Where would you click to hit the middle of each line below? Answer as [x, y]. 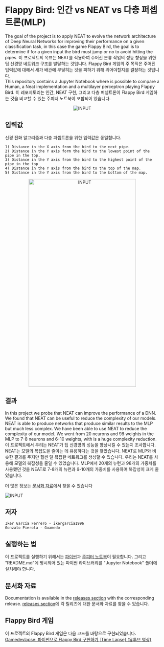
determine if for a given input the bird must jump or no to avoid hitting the [79, 51]
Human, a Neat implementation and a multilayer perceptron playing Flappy [80, 87]
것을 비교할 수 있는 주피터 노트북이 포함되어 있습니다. [60, 98]
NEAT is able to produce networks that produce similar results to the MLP [79, 423]
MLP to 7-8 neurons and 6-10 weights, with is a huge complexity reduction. [81, 439]
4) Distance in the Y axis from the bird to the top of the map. [73, 168]
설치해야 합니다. [20, 569]
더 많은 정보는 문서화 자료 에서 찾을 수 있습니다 [49, 486]
